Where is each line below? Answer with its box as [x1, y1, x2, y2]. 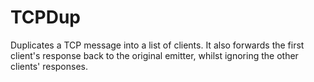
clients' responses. [10, 60, 88, 72]
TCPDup [10, 6, 81, 29]
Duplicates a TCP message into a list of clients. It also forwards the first [10, 39, 305, 51]
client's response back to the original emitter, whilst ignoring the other [10, 49, 299, 61]
